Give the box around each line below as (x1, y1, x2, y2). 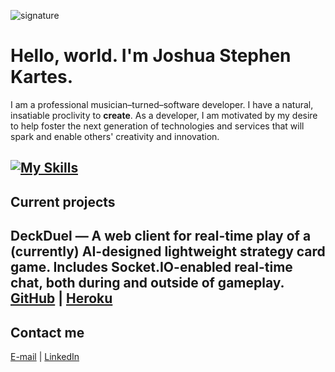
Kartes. (10, 66, 74, 89)
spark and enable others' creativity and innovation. (10, 130, 220, 142)
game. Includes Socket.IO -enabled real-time (10, 259, 293, 276)
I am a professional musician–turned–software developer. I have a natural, (10, 98, 314, 110)
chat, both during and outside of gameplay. (10, 275, 285, 292)
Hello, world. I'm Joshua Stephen (10, 45, 292, 67)
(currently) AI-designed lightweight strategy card (10, 243, 326, 260)
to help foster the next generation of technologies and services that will (10, 120, 305, 132)
